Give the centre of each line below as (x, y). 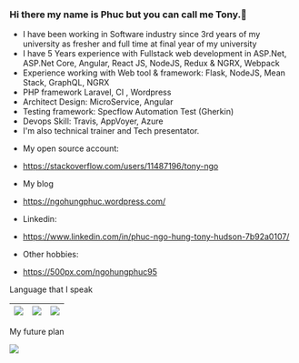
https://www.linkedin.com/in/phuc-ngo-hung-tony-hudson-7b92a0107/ (156, 237)
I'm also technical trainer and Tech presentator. (111, 131)
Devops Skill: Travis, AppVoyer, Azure (93, 121)
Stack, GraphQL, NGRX (66, 83)
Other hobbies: (50, 255)
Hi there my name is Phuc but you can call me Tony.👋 (128, 15)
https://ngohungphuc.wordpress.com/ (94, 202)
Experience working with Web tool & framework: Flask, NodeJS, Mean (154, 73)
